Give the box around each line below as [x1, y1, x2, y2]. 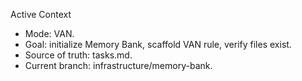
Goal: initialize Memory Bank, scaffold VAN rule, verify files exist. [24, 39, 292, 50]
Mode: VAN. [24, 28, 75, 39]
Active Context [10, 9, 72, 20]
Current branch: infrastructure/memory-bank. [24, 60, 213, 71]
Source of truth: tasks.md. [24, 49, 133, 61]
